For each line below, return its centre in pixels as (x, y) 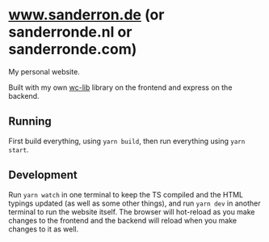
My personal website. (44, 71)
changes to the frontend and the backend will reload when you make (122, 220)
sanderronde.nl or (70, 32)
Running (30, 122)
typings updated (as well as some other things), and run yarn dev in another (134, 203)
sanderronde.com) (73, 49)
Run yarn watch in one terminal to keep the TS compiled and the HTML (126, 194)
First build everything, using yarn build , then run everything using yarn (127, 141)
